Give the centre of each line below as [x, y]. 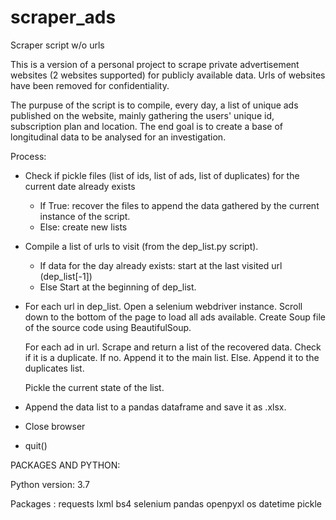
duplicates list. [54, 368]
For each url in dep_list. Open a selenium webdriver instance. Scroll [163, 306]
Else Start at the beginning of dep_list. [118, 287]
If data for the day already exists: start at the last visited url [161, 265]
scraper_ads [63, 17]
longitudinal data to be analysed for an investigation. [118, 137]
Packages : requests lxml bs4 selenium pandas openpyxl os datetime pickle [166, 503]
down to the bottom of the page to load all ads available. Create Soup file [175, 317]
